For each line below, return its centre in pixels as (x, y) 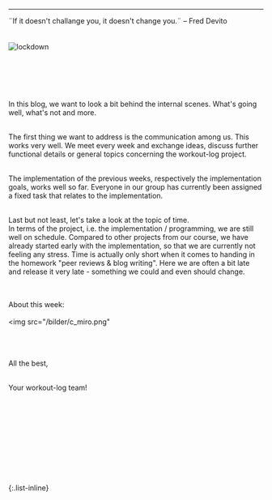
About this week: (36, 304)
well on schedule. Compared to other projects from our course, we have (128, 237)
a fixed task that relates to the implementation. (86, 196)
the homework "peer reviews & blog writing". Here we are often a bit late (129, 263)
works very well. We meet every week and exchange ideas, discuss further (134, 145)
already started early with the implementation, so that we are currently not (132, 246)
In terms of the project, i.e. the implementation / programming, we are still (131, 229)
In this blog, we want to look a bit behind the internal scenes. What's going (133, 104)
